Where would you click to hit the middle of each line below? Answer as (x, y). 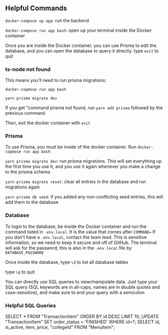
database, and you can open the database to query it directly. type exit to (82, 51)
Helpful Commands (36, 8)
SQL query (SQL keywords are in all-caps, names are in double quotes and (82, 287)
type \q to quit (20, 272)
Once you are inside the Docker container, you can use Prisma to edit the (81, 45)
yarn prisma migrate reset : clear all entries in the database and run (76, 182)
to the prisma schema (28, 172)
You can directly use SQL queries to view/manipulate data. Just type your (81, 281)
